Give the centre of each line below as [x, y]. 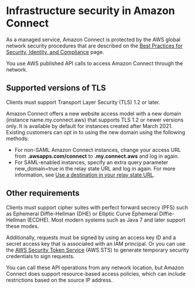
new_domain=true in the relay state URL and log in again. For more [95, 168]
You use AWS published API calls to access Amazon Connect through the [95, 63]
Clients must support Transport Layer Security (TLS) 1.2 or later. [83, 102]
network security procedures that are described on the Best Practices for [94, 46]
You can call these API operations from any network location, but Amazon [95, 267]
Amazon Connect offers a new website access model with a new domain [94, 113]
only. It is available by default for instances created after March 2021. [89, 126]
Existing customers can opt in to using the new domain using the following [96, 132]
